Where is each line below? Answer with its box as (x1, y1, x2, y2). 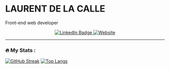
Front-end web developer (5, 20, 59, 26)
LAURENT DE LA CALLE (5, 3, 105, 15)
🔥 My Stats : (5, 46, 36, 53)
